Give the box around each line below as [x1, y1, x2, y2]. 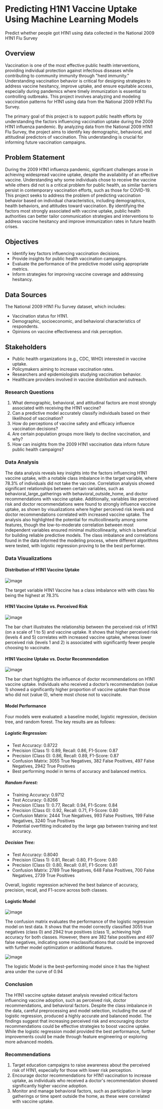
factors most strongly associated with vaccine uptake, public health [5, 208, 141, 213]
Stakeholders [5, 343, 47, 351]
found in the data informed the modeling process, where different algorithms [5, 537, 159, 543]
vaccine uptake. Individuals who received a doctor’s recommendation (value [5, 682, 158, 687]
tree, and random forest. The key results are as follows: [5, 719, 116, 725]
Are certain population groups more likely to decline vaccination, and [12, 431, 150, 437]
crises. [5, 223, 18, 229]
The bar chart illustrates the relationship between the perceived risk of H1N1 [5, 624, 157, 630]
